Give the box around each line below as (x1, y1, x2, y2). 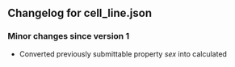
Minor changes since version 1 (7, 31, 130, 42)
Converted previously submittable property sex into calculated (19, 48, 228, 59)
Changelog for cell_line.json (7, 6, 153, 20)
